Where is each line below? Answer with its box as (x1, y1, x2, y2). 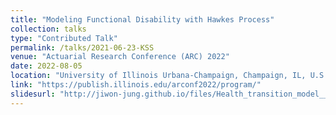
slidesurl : (10, 89, 56, 99)
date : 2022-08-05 (10, 61, 83, 71)
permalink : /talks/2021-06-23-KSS (10, 42, 155, 53)
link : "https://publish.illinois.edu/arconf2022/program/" (10, 80, 262, 90)
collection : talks (10, 24, 87, 34)
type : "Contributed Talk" (10, 33, 118, 43)
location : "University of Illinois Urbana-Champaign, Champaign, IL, (10, 71, 307, 81)
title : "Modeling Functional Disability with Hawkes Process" (10, 14, 275, 25)
